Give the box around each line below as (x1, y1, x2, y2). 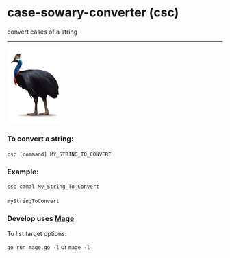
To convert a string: (7, 134, 74, 143)
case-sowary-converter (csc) (7, 5, 179, 21)
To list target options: (7, 229, 67, 237)
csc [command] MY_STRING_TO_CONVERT (7, 151, 112, 158)
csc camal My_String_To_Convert (7, 183, 99, 190)
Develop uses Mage (7, 214, 75, 224)
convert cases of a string (7, 27, 78, 36)
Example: (7, 167, 39, 176)
